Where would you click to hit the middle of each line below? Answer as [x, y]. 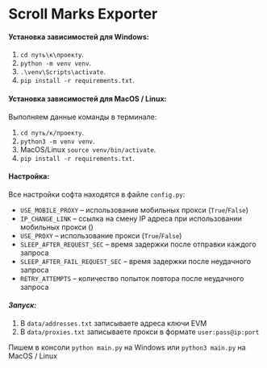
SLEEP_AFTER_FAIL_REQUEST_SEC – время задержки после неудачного [136, 261]
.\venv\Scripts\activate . [63, 72]
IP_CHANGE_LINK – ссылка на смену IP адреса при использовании [131, 218]
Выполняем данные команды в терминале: [83, 117]
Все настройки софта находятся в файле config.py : [97, 194]
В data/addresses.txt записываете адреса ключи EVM [113, 323]
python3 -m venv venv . [57, 141]
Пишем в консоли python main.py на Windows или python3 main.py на [127, 347]
